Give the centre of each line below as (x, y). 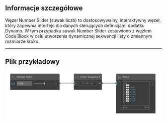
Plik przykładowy (33, 62)
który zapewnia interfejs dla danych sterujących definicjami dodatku (75, 25)
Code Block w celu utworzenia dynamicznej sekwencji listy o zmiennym (79, 36)
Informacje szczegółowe (44, 8)
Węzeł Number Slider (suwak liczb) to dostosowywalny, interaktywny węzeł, (83, 20)
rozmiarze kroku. (22, 41)
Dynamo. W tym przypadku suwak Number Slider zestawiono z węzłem (79, 31)
